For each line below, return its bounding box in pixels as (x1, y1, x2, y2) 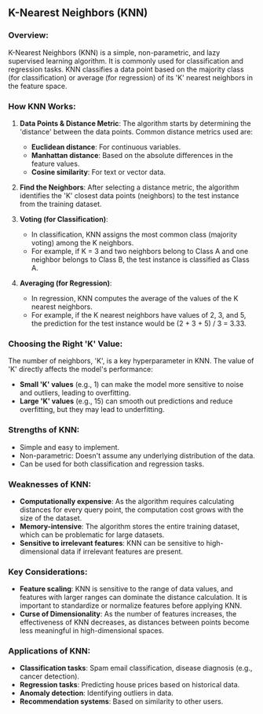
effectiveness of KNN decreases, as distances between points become (19, 617, 250, 628)
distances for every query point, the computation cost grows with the (19, 505, 244, 514)
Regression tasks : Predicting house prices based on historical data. (19, 680, 240, 690)
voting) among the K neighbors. (31, 237, 134, 247)
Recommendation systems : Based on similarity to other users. (19, 697, 224, 706)
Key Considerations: (8, 566, 88, 577)
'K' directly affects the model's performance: (8, 365, 153, 374)
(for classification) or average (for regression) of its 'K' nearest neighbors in (8, 72, 254, 82)
